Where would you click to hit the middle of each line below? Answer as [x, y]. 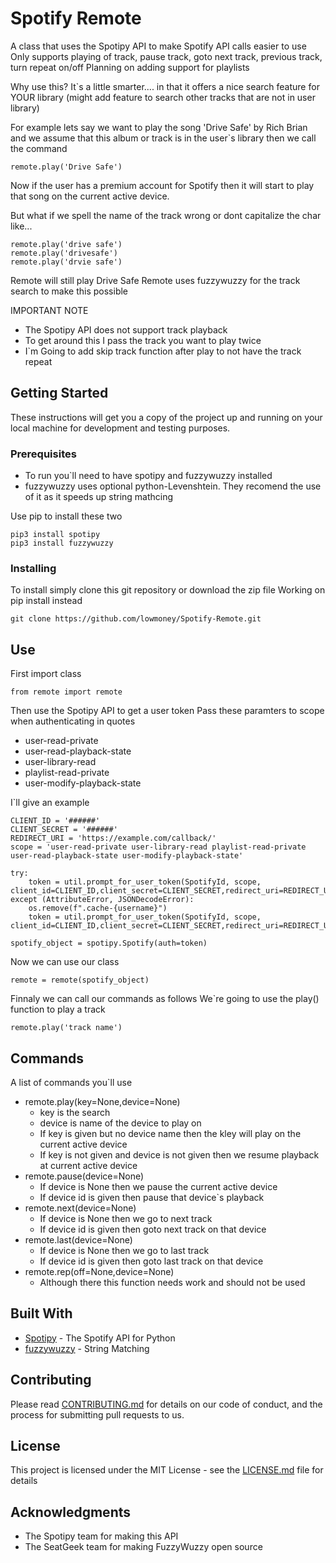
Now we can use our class [65, 962]
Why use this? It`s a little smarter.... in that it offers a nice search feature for [165, 86]
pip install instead [46, 601]
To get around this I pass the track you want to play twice [143, 340]
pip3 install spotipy [55, 535]
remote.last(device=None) [78, 1239]
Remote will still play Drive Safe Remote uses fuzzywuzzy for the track [155, 280]
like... [21, 226]
